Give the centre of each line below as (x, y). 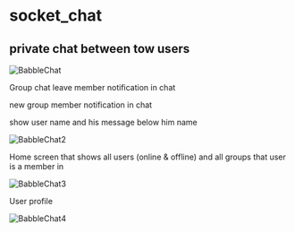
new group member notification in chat (81, 105)
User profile (31, 201)
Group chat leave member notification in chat (93, 87)
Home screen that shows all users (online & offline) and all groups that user (147, 157)
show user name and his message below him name (104, 122)
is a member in (37, 166)
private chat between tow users (100, 49)
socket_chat (56, 16)
